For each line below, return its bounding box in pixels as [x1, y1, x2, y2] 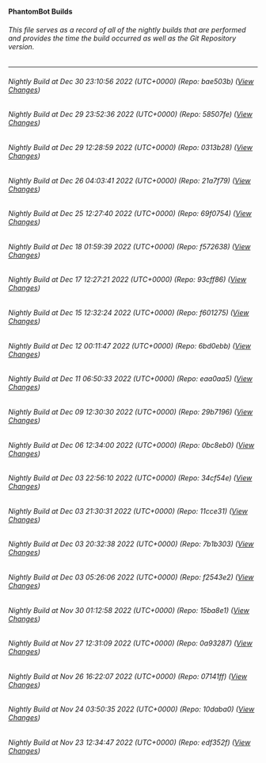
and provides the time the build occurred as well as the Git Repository [8, 33, 237, 43]
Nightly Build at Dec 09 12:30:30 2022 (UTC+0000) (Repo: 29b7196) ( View [8, 407, 253, 416]
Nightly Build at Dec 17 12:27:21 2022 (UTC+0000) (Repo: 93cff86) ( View [8, 275, 247, 284]
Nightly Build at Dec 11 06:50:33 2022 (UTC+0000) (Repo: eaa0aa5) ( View [8, 374, 253, 383]
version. [8, 41, 35, 51]
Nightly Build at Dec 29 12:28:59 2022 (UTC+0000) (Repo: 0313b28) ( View [8, 143, 253, 152]
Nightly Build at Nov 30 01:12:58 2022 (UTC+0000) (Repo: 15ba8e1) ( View [8, 605, 249, 615]
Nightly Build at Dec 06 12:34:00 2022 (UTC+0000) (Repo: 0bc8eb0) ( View [8, 440, 255, 449]
